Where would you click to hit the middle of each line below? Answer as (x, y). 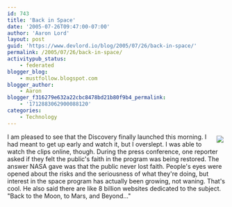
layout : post (26, 40)
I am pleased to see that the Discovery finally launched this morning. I (107, 137)
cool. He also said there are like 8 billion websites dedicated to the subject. (114, 188)
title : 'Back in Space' (42, 20)
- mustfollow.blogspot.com (59, 78)
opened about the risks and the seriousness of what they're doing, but (108, 174)
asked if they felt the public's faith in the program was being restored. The (113, 159)
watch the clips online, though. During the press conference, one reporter (113, 151)
